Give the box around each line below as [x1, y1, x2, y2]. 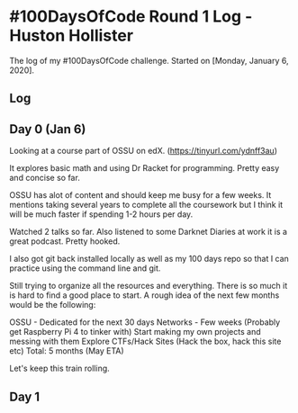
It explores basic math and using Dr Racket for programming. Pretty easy [9, 163, 280, 174]
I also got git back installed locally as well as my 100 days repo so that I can [9, 254, 290, 265]
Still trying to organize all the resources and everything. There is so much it [9, 281, 288, 292]
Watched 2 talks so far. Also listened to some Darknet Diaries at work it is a [9, 227, 288, 238]
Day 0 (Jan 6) [9, 121, 86, 137]
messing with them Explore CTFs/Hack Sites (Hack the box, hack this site [9, 336, 282, 347]
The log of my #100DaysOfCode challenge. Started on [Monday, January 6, [9, 55, 289, 66]
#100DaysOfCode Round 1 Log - [9, 6, 253, 27]
